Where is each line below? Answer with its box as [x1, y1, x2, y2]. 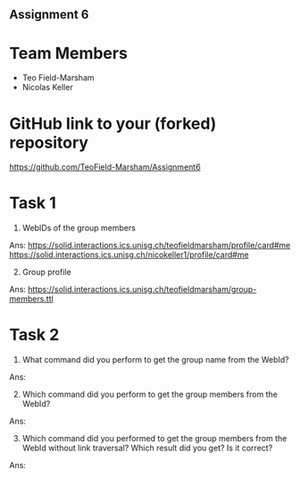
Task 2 [9, 325, 60, 345]
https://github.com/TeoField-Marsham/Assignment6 [9, 162, 201, 172]
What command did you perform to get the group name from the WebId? [21, 355, 289, 365]
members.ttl [9, 294, 54, 305]
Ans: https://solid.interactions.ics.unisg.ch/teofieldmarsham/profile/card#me [9, 240, 291, 251]
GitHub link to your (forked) [9, 113, 217, 133]
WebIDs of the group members [21, 222, 137, 233]
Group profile [21, 267, 71, 278]
